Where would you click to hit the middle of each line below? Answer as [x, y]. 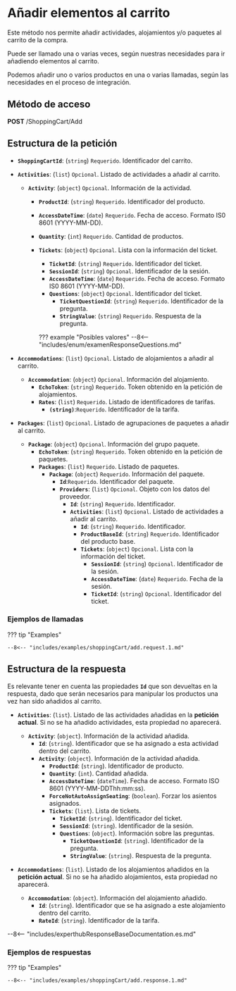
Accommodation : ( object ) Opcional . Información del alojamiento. [118, 379]
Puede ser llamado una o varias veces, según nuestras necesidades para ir [116, 54]
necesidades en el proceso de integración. [69, 82]
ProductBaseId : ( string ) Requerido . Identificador [150, 534]
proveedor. [75, 496]
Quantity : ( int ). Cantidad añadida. [99, 773]
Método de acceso [49, 105]
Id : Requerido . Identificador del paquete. [117, 481]
